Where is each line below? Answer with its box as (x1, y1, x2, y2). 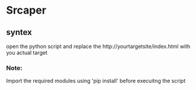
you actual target (6, 49, 47, 56)
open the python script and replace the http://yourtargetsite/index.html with (6, 43, 191, 50)
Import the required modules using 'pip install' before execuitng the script (6, 78, 186, 85)
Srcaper (6, 4, 46, 17)
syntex (6, 27, 33, 37)
